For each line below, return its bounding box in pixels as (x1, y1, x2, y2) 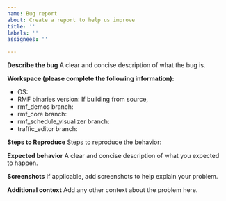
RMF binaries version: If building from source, (17, 95, 148, 104)
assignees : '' (7, 36, 49, 43)
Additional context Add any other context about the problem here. (7, 186, 198, 194)
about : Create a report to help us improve (7, 17, 136, 24)
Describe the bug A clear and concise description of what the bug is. (7, 61, 206, 69)
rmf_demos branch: (17, 103, 74, 111)
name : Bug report (7, 10, 58, 17)
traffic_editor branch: (17, 125, 78, 133)
